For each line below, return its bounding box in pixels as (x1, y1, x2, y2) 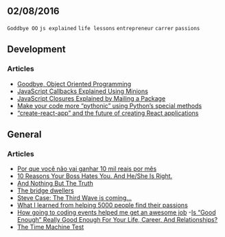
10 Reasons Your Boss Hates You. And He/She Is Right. (16, 172, 173, 180)
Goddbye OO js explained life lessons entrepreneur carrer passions (7, 25, 200, 32)
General (7, 128, 43, 140)
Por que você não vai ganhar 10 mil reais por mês (16, 164, 157, 173)
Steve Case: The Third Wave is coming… (16, 194, 132, 202)
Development (7, 44, 67, 55)
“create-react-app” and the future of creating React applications (16, 109, 199, 117)
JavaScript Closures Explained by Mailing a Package (16, 94, 166, 102)
